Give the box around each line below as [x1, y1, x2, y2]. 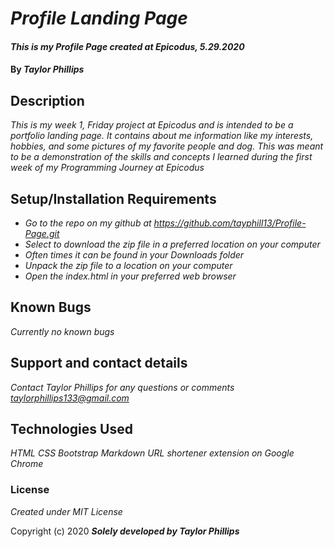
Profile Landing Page [10, 7, 188, 30]
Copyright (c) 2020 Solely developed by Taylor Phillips [10, 525, 240, 537]
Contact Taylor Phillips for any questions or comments [10, 381, 235, 393]
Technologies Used [10, 421, 133, 438]
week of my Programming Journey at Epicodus [10, 162, 205, 174]
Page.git [24, 228, 60, 239]
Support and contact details [10, 355, 188, 372]
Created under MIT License [10, 505, 123, 517]
